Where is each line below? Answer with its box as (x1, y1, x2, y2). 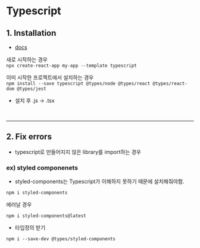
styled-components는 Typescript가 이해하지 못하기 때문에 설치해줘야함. (14, 178, 185, 185)
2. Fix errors (6, 132, 52, 142)
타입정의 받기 (14, 224, 46, 231)
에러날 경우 (6, 201, 32, 208)
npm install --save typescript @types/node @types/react (6, 80, 151, 86)
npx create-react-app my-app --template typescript (6, 63, 137, 69)
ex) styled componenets (6, 163, 79, 172)
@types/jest (17, 86, 46, 92)
